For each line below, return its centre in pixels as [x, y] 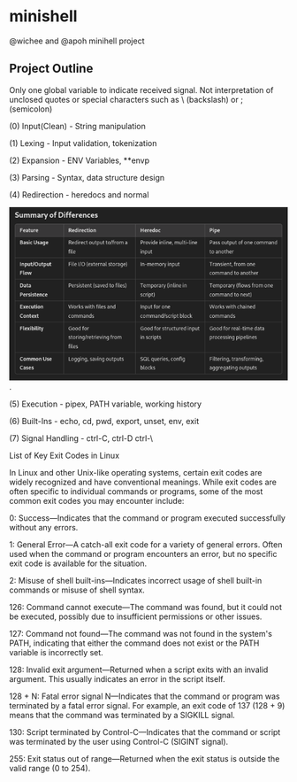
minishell [43, 16]
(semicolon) [31, 109]
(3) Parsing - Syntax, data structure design [87, 177]
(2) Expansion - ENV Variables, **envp [80, 160]
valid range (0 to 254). [50, 769]
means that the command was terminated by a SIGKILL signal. [122, 716]
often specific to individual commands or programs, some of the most [136, 492]
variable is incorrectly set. [56, 653]
